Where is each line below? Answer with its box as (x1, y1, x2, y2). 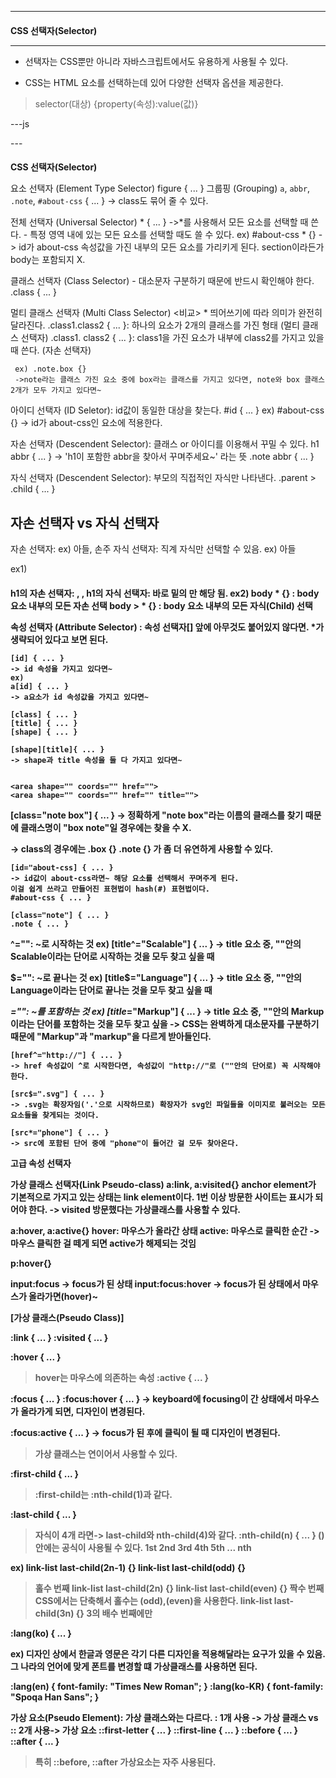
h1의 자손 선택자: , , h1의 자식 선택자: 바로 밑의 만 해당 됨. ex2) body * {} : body (10, 587, 320, 599)
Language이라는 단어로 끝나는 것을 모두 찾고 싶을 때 (10, 984, 213, 996)
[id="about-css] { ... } (10, 862, 114, 873)
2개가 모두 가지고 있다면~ (10, 386, 102, 396)
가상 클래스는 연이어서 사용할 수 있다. (34, 1447, 178, 1460)
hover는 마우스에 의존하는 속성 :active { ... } (34, 1371, 210, 1383)
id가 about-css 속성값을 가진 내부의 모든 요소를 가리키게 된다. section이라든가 (18, 241, 325, 253)
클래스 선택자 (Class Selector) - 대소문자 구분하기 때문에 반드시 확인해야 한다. (10, 275, 315, 287)
